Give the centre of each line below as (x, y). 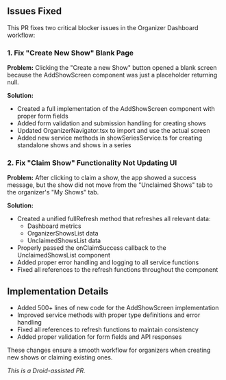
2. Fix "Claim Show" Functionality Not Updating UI (92, 163)
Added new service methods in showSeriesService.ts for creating (110, 138)
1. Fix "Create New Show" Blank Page (71, 53)
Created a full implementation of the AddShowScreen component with (116, 109)
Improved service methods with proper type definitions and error (109, 315)
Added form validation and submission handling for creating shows (112, 123)
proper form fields (42, 116)
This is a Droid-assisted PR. (46, 371)
